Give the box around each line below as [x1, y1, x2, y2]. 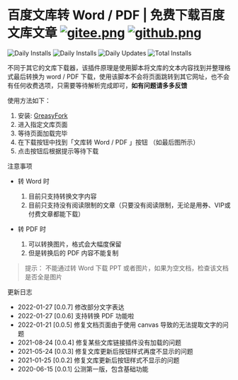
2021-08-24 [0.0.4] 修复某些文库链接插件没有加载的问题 [17, 338, 182, 347]
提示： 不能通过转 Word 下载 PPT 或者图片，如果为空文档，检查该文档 [24, 264, 229, 272]
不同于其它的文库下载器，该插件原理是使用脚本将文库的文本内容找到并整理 [7, 63, 225, 72]
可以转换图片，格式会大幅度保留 [28, 240, 122, 248]
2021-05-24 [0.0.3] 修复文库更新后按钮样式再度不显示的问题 [17, 347, 193, 355]
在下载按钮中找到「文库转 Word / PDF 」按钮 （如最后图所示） [17, 138, 200, 146]
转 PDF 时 [17, 225, 46, 233]
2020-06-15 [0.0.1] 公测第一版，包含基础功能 [17, 364, 149, 373]
